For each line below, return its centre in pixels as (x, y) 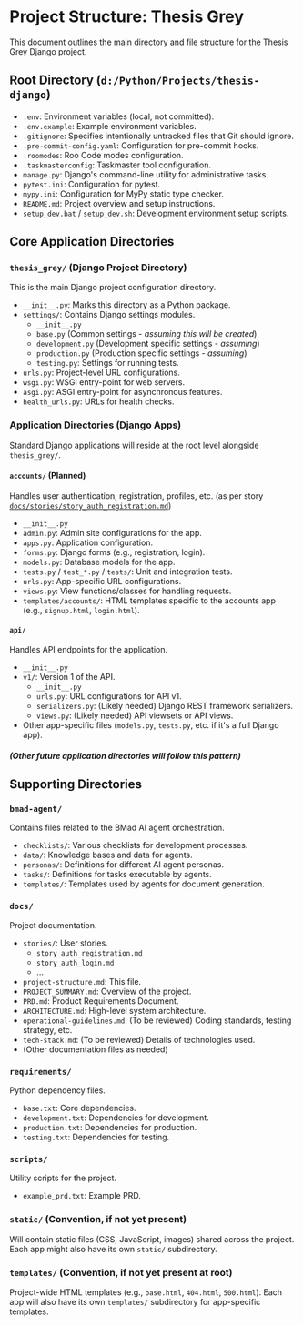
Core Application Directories (92, 242)
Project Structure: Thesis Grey (126, 17)
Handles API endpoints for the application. (89, 650)
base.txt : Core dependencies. (79, 1108)
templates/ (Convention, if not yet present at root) (121, 1272)
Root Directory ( (56, 81)
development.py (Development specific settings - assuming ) (148, 344)
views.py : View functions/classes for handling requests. (127, 591)
